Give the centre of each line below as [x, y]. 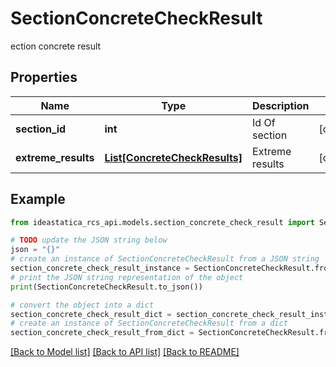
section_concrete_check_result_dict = [91, 314]
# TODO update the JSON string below [89, 240]
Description [281, 105]
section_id [41, 129]
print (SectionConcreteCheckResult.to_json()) [106, 287]
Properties [44, 77]
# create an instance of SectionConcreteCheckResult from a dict [149, 323]
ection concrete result [56, 46]
